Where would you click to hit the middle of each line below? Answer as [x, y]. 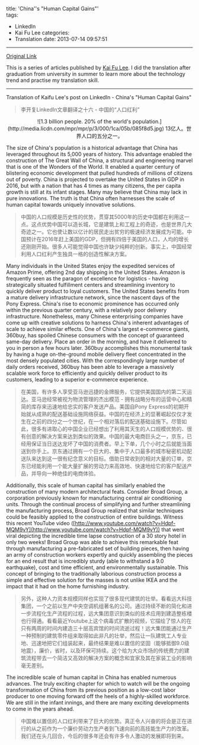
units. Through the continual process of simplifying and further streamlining [98, 504]
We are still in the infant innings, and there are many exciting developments [98, 703]
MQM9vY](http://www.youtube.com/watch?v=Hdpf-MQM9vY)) [83, 529]
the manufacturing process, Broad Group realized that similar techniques [95, 511]
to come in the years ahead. [40, 709]
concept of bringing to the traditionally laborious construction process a [94, 574]
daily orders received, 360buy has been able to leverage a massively [90, 367]
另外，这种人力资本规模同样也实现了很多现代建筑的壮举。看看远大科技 [106, 599]
